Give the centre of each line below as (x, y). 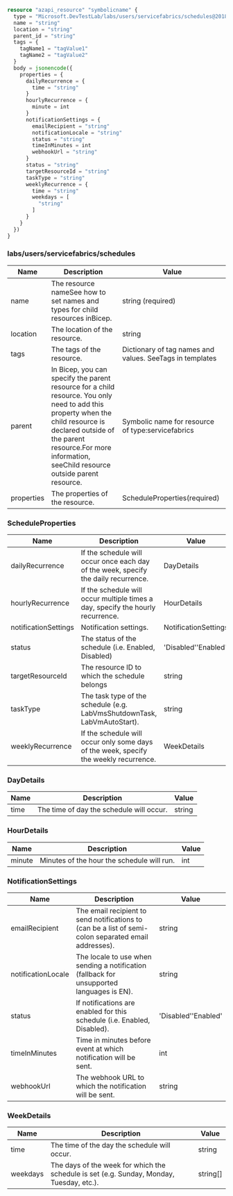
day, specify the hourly (118, 608)
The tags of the (76, 349)
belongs (94, 685)
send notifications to (109, 919)
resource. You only (81, 395)
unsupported (97, 983)
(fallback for (96, 974)
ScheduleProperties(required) (171, 498)
